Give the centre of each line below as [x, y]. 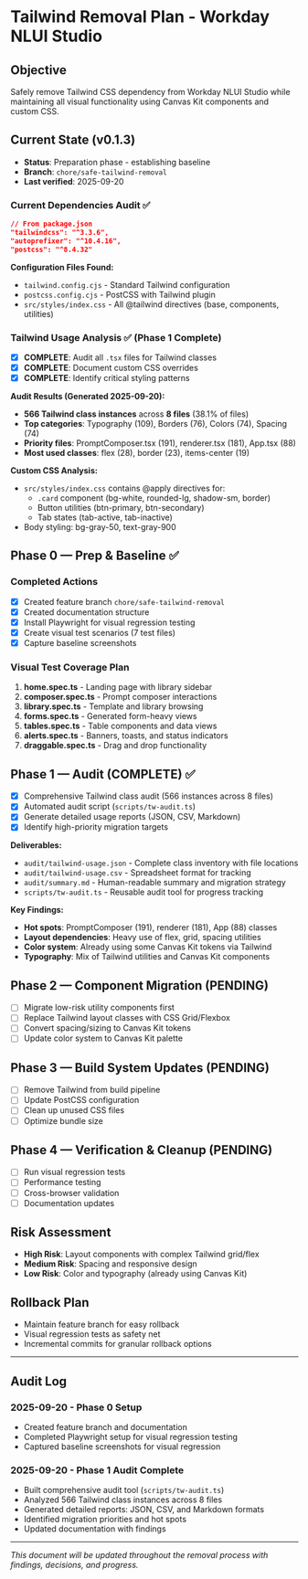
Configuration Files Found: [62, 267]
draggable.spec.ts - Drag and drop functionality [115, 746]
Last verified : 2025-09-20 [74, 181]
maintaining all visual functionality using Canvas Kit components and [139, 101]
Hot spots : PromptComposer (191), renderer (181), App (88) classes [150, 927]
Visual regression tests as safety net [92, 1334]
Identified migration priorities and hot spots [105, 1520]
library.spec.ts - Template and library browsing [113, 706]
